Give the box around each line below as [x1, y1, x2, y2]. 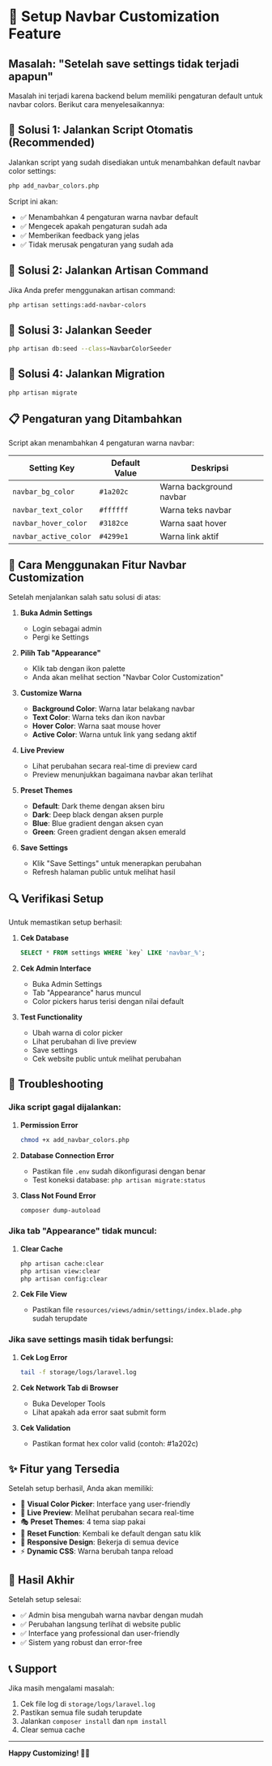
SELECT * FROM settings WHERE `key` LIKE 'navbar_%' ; [19, 949, 206, 957]
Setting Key [28, 462, 75, 473]
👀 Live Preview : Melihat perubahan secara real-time [19, 1508, 194, 1518]
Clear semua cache [19, 1725, 86, 1735]
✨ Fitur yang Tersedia [8, 1462, 120, 1475]
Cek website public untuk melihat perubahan [32, 1054, 182, 1064]
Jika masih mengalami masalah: [8, 1683, 115, 1693]
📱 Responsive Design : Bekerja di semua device [19, 1537, 180, 1547]
